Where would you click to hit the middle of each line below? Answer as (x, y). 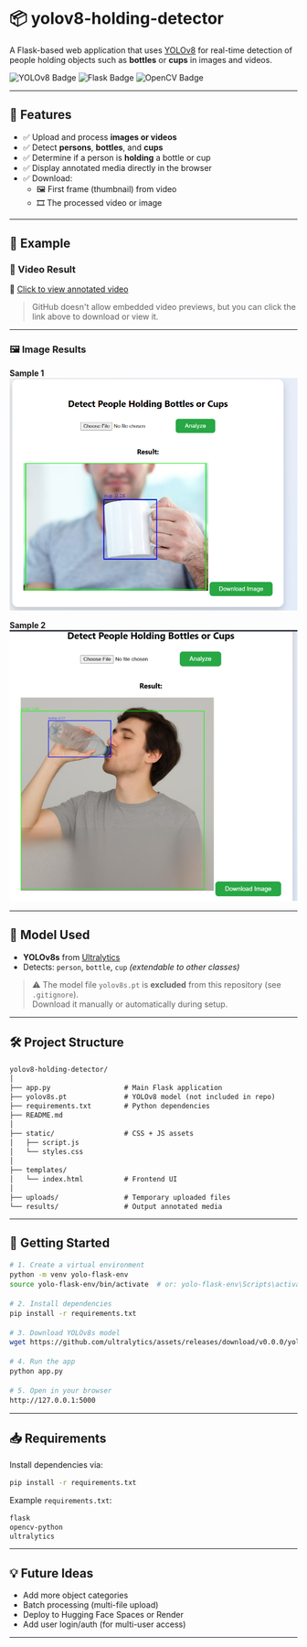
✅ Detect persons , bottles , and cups (93, 147)
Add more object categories (75, 1595)
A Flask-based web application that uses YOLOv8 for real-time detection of (151, 50)
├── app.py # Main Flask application (116, 1087)
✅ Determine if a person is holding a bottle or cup (117, 157)
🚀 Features (41, 115)
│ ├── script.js (44, 1142)
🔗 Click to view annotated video (69, 289)
